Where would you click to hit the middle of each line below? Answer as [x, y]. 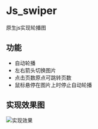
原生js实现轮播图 [26, 27]
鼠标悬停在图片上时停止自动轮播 [53, 85]
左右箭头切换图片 [35, 70]
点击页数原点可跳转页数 [43, 78]
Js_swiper [32, 11]
